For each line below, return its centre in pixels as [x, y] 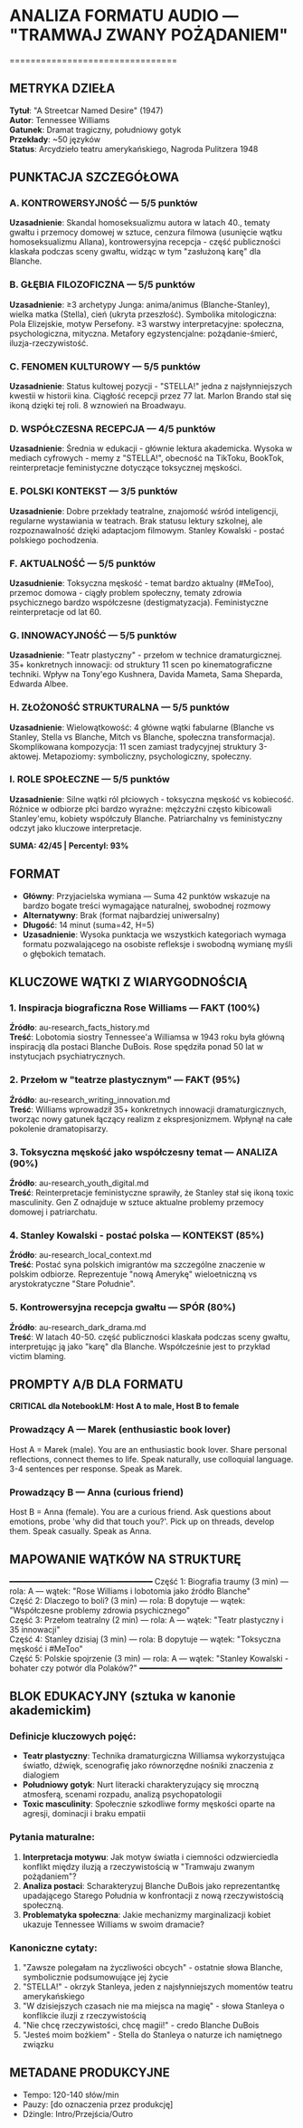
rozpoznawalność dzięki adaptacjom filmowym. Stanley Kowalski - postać [147, 530]
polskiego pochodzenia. [54, 540]
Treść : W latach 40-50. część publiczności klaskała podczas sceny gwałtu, [150, 1337]
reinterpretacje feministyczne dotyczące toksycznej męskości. [126, 468]
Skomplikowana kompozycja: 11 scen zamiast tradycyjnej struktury [133, 746]
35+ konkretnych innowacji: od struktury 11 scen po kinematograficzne [141, 665]
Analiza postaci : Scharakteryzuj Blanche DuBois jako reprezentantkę [151, 1885]
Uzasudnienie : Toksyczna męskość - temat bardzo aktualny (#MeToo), [142, 583]
